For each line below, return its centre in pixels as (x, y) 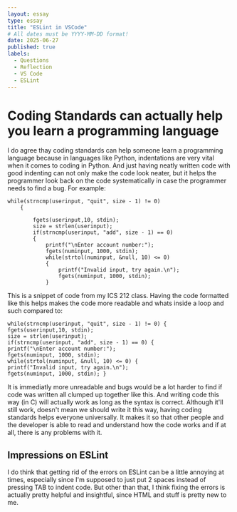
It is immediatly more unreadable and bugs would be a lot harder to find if (115, 387)
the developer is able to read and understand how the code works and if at (117, 425)
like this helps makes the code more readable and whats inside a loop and (116, 303)
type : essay (25, 21)
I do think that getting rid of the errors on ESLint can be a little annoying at (116, 472)
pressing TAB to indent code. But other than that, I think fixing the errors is (116, 487)
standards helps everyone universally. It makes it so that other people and (116, 417)
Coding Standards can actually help (115, 116)
